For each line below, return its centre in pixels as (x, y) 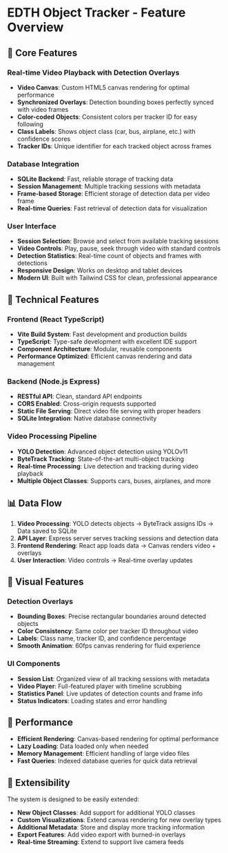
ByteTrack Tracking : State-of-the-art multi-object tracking (101, 459)
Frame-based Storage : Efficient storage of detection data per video (113, 194)
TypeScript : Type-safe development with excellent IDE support (107, 342)
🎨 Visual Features (45, 581)
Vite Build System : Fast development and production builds (102, 334)
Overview (35, 27)
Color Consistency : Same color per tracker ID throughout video (107, 631)
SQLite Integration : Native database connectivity (87, 418)
